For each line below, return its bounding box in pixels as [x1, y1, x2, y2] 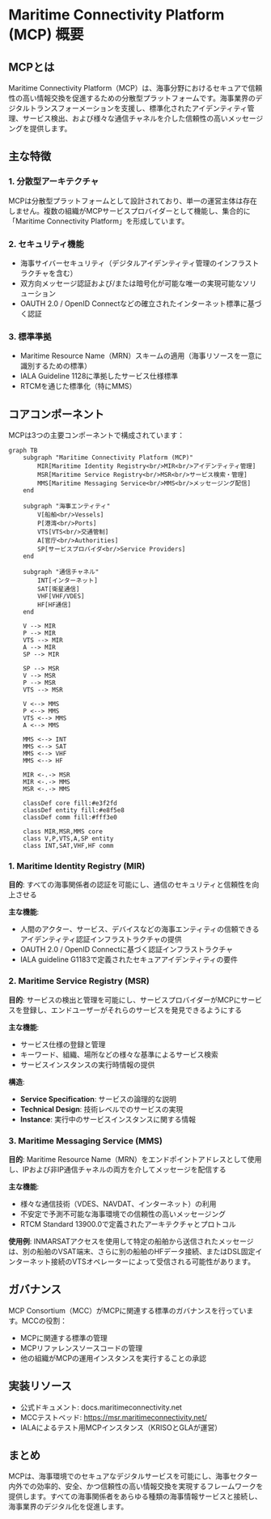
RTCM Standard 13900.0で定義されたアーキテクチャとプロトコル [19, 1219, 236, 1228]
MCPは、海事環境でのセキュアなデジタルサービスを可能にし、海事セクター [8, 1471, 258, 1481]
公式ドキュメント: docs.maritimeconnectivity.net [19, 1402, 182, 1412]
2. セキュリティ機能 [8, 238, 85, 249]
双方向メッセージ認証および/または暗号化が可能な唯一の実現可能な [19, 278, 243, 288]
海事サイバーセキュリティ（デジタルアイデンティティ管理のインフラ [19, 257, 245, 268]
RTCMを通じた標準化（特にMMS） [19, 381, 137, 391]
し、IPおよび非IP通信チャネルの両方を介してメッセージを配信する [8, 1164, 227, 1174]
